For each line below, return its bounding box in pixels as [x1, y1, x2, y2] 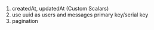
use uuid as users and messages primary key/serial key [11, 11, 149, 18]
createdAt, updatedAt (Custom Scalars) [11, 5, 109, 12]
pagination [11, 18, 39, 24]
